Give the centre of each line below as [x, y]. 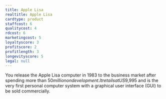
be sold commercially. [28, 91]
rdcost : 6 [15, 33]
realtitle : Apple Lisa [29, 14]
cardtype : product [24, 19]
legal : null [17, 61]
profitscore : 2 [21, 47]
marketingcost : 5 [23, 38]
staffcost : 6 [19, 24]
